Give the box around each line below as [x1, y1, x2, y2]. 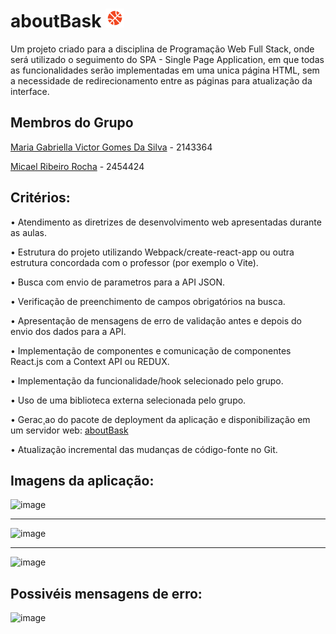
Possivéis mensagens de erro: [10, 585, 203, 602]
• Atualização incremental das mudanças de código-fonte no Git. [10, 443, 278, 455]
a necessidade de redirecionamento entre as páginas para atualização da [10, 74, 313, 87]
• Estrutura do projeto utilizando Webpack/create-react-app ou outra [10, 246, 295, 258]
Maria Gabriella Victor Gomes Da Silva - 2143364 [10, 141, 213, 153]
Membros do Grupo [10, 114, 134, 132]
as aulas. [10, 226, 48, 238]
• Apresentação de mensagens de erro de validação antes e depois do [10, 314, 302, 327]
